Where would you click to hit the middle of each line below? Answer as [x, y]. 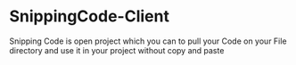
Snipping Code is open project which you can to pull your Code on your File [148, 41]
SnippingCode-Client [89, 16]
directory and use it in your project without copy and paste [117, 50]
